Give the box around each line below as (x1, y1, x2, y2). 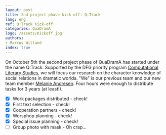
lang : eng (5, 17, 26, 22)
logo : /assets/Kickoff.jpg (5, 31, 62, 36)
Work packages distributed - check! (12, 96, 88, 102)
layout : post (5, 7, 33, 13)
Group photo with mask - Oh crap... (12, 124, 87, 130)
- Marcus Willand (5, 40, 42, 46)
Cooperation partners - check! (12, 107, 76, 113)
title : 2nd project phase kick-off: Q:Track (5, 12, 101, 17)
